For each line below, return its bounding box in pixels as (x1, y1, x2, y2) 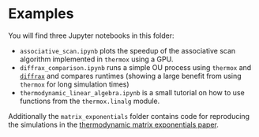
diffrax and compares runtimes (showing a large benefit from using (19, 71, 242, 80)
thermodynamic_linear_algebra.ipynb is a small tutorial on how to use (19, 87, 245, 97)
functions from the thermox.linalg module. (19, 96, 160, 106)
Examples (8, 5, 74, 23)
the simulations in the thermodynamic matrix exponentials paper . (8, 120, 220, 129)
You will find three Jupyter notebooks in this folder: (8, 31, 175, 40)
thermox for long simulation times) (19, 80, 129, 89)
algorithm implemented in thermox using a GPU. (19, 54, 174, 64)
